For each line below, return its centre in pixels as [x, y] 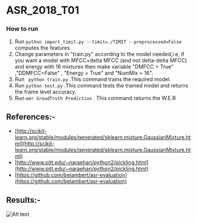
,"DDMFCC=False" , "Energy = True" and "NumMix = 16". [84, 73]
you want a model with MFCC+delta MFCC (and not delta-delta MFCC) [101, 60]
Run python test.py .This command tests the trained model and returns [101, 86]
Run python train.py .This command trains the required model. [93, 79]
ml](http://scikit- [35, 144]
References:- [31, 117]
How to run [22, 29]
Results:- [24, 200]
